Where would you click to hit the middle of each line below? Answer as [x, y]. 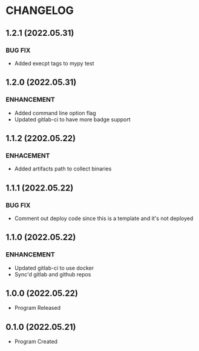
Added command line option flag [55, 113]
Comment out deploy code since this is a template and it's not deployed [104, 218]
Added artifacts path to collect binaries [63, 169]
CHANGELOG [40, 11]
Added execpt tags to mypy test [54, 63]
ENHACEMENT [28, 155]
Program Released [38, 308]
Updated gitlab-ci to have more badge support [72, 119]
